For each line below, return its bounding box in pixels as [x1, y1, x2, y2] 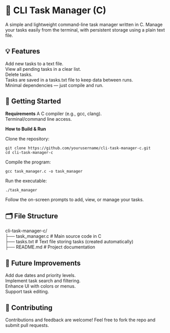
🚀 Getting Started [5, 97, 61, 106]
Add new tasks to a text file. [5, 61, 63, 67]
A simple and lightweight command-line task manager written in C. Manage [5, 21, 163, 27]
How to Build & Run [5, 126, 47, 132]
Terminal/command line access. [5, 116, 72, 122]
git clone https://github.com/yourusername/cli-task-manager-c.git [5, 145, 151, 151]
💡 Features [5, 47, 41, 55]
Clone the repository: [5, 135, 50, 142]
